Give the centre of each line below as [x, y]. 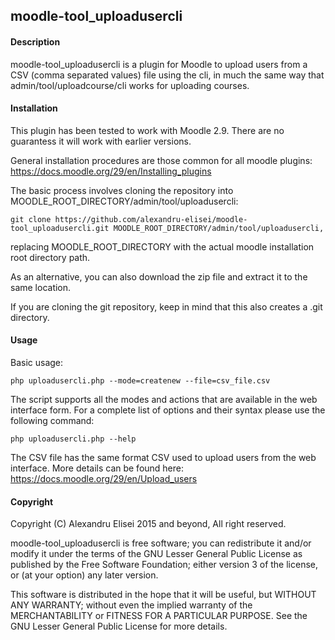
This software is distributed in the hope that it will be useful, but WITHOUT [163, 595]
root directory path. [50, 257]
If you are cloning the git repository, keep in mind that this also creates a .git [166, 306]
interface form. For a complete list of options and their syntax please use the [168, 410]
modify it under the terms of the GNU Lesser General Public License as [156, 554]
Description [35, 41]
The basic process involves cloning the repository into [122, 190]
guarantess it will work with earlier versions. [101, 141]
